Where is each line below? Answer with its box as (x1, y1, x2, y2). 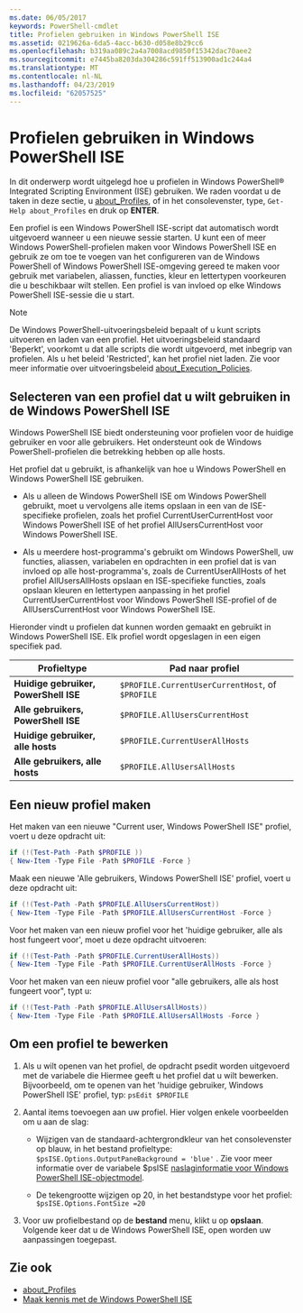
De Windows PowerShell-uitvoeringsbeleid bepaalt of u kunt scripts (9, 325, 262, 335)
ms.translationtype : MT (9, 64, 99, 73)
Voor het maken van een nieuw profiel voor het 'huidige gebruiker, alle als (9, 924, 283, 935)
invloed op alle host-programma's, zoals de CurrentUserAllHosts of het (22, 565, 287, 577)
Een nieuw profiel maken (9, 797, 151, 813)
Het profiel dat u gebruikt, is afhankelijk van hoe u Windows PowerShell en (9, 464, 287, 474)
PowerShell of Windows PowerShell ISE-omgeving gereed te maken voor (9, 261, 280, 271)
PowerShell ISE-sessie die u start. (9, 289, 135, 300)
